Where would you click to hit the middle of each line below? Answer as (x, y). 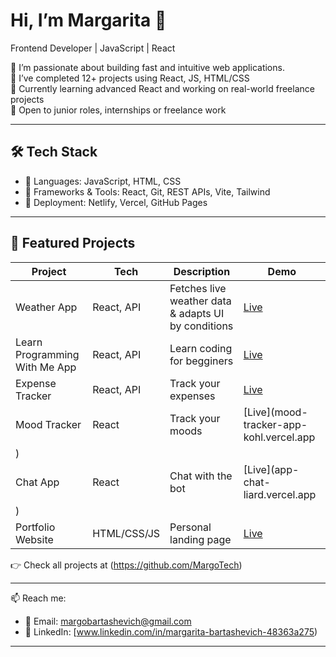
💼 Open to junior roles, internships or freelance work (118, 110)
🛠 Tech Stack (54, 152)
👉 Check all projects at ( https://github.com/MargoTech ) (126, 565)
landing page (200, 539)
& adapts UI (197, 313)
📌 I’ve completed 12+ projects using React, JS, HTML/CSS (130, 78)
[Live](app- (271, 469)
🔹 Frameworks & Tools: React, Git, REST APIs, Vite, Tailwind (147, 191)
